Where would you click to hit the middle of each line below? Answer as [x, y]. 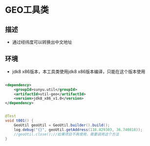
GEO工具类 [27, 10]
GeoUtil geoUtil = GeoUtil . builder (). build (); [62, 125]
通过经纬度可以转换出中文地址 [42, 42]
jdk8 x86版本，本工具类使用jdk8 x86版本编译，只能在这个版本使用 [79, 72]
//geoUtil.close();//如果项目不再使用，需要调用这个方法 [66, 134]
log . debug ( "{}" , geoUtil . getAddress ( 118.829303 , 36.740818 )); [78, 129]
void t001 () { [19, 121]
